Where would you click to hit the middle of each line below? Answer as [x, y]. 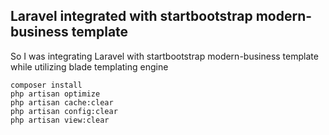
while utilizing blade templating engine [89, 66]
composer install [46, 85]
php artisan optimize [55, 94]
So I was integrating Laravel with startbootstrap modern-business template [164, 56]
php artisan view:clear [60, 120]
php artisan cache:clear [62, 102]
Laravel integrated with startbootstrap [131, 16]
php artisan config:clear [64, 111]
